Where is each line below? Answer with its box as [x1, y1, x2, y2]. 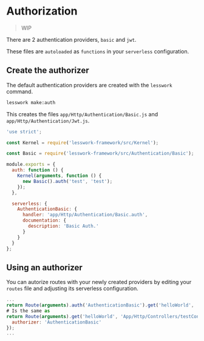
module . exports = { [6, 162, 56, 168]
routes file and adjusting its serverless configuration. [6, 285, 138, 292]
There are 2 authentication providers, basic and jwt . [6, 36, 137, 43]
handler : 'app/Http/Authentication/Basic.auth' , [22, 212, 148, 218]
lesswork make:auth [6, 99, 56, 105]
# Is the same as [6, 308, 50, 314]
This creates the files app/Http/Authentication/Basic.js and [6, 110, 158, 118]
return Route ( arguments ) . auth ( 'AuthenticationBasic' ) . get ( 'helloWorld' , [6, 302, 194, 308]
